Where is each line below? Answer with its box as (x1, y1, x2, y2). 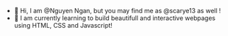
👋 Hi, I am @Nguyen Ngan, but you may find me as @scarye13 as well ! (13, 7, 222, 15)
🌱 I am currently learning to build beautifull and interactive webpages (13, 14, 216, 22)
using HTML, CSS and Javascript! (13, 21, 113, 29)
